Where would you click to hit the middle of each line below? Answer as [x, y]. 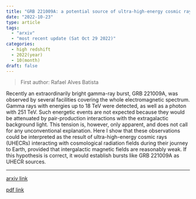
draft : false [22, 66]
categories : [20, 44]
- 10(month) [26, 60]
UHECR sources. [26, 162]
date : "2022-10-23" [30, 17]
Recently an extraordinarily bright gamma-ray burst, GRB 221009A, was [92, 93]
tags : [13, 28]
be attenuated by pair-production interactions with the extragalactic [87, 118]
